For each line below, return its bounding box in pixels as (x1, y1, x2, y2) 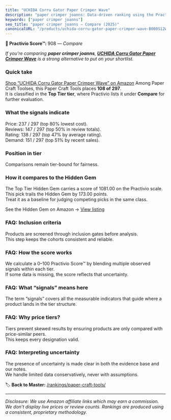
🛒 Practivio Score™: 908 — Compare (5, 40, 83, 46)
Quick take (5, 68, 33, 76)
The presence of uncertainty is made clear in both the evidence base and (5, 360, 159, 366)
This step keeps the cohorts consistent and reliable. (5, 236, 114, 242)
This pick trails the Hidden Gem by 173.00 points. (5, 191, 108, 197)
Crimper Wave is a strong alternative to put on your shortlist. (5, 56, 134, 62)
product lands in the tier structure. (5, 301, 77, 307)
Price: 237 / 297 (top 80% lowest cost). (5, 120, 88, 127)
